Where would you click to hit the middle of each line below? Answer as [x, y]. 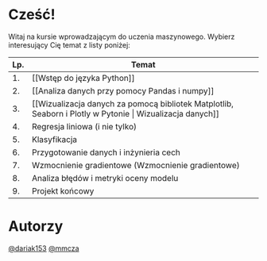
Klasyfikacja [54, 139]
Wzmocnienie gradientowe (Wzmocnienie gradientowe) [135, 165]
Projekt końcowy [63, 190]
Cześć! [32, 15]
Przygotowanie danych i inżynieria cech [106, 152]
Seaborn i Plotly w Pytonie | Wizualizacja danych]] [126, 113]
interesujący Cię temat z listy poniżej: [70, 44]
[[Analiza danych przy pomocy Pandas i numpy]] [123, 90]
